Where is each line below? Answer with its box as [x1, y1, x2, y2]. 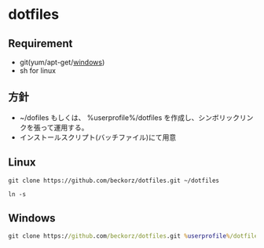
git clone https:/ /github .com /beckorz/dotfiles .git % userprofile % [8, 232, 230, 240]
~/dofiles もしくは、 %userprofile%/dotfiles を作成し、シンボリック [19, 112, 240, 122]
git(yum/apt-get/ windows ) [19, 57, 105, 67]
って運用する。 [40, 122, 89, 132]
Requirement [8, 37, 73, 50]
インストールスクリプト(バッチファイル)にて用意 [19, 132, 177, 142]
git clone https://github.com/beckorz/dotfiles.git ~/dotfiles [8, 177, 220, 184]
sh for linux [19, 66, 57, 75]
